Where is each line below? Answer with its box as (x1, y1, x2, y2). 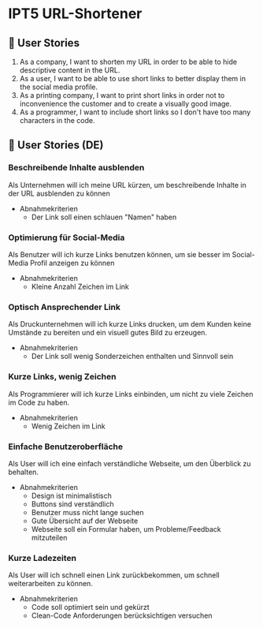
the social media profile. (19, 82, 98, 92)
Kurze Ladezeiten (8, 552, 77, 563)
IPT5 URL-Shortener (8, 5, 143, 23)
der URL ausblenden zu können (8, 189, 110, 198)
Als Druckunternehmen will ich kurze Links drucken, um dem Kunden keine (8, 320, 252, 329)
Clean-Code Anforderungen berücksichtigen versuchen (31, 611, 213, 620)
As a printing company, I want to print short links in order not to (19, 91, 225, 99)
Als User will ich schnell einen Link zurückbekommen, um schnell (8, 570, 220, 580)
